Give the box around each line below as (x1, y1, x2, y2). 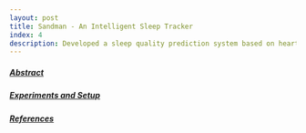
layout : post (9, 13, 59, 23)
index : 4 (9, 30, 43, 39)
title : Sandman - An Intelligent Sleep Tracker (9, 22, 194, 31)
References (9, 113, 55, 124)
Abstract (9, 66, 44, 77)
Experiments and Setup (9, 90, 101, 101)
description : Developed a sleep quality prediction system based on (9, 38, 275, 48)
